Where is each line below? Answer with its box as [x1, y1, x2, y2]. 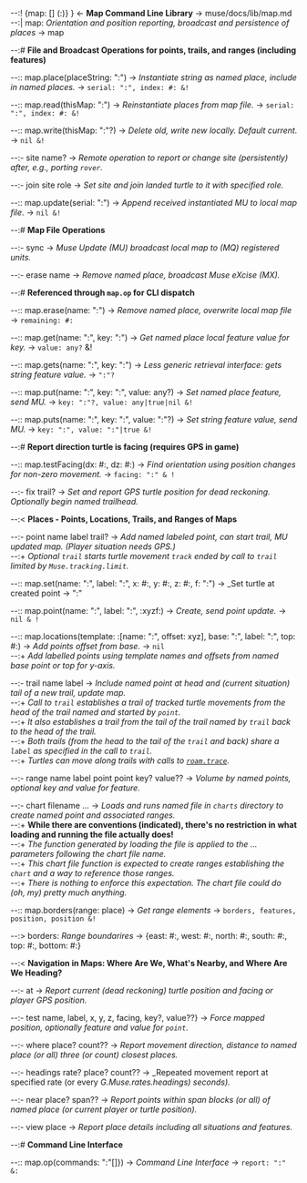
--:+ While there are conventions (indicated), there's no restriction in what [10, 820, 297, 830]
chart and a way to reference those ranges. [10, 868, 175, 878]
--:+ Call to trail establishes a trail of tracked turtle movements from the [10, 697, 286, 708]
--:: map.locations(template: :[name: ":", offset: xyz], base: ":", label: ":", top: [10, 631, 296, 641]
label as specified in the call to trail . [10, 746, 153, 756]
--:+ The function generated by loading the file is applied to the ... [10, 839, 258, 850]
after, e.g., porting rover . [10, 162, 103, 172]
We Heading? [10, 967, 63, 978]
